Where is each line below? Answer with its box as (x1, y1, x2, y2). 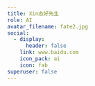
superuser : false (7, 68, 58, 75)
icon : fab (19, 62, 49, 69)
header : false (25, 42, 67, 49)
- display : (13, 36, 45, 43)
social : (7, 29, 30, 37)
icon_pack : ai (19, 55, 60, 62)
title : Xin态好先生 (7, 10, 60, 17)
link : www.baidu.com (19, 49, 79, 56)
